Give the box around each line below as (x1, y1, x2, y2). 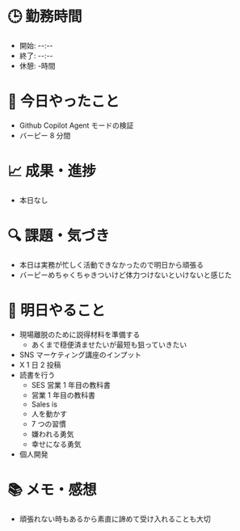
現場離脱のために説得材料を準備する (19, 329, 141, 339)
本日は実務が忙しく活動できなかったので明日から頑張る (19, 259, 204, 269)
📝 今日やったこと (7, 92, 120, 111)
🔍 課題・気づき (7, 227, 110, 245)
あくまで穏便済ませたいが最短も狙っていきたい (31, 339, 187, 349)
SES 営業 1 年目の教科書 (31, 380, 111, 390)
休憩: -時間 (19, 61, 56, 70)
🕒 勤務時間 (7, 7, 82, 26)
